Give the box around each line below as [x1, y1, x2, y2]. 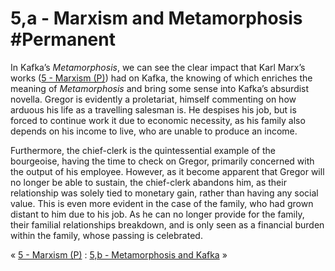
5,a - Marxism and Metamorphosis [10, 7, 303, 30]
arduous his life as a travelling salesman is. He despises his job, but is [10, 103, 297, 116]
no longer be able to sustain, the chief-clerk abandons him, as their [10, 176, 287, 188]
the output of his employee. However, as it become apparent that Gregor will [10, 165, 325, 177]
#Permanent [10, 28, 116, 51]
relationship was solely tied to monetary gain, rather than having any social [10, 187, 319, 199]
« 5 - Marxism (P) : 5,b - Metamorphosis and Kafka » [10, 248, 228, 261]
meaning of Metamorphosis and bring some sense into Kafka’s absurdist [10, 82, 310, 94]
